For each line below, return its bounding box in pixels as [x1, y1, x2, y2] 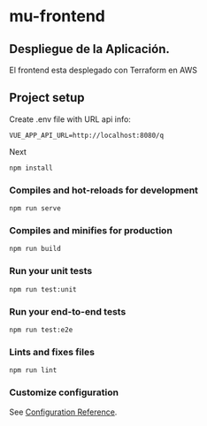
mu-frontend [9, 6, 106, 27]
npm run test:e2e [9, 325, 73, 334]
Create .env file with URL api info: [9, 113, 131, 125]
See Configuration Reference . [9, 407, 118, 417]
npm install [9, 164, 53, 172]
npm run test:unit [9, 285, 77, 293]
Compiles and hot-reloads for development [9, 184, 199, 196]
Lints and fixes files [9, 346, 96, 358]
